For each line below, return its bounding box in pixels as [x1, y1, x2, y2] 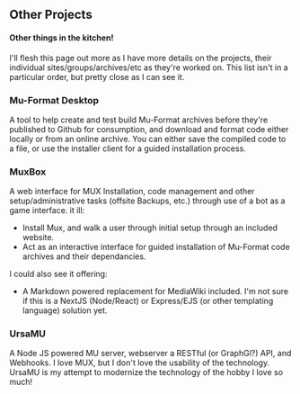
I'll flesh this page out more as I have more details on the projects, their [9, 52, 272, 63]
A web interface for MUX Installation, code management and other [9, 186, 255, 197]
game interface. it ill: [9, 205, 85, 216]
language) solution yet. [22, 305, 108, 316]
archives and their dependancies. [22, 251, 146, 262]
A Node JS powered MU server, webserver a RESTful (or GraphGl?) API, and [9, 348, 292, 359]
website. [22, 232, 55, 243]
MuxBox [9, 166, 47, 178]
